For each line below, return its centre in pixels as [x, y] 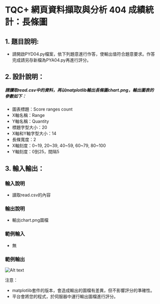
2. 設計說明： [25, 77]
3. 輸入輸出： [25, 168]
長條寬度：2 [24, 140]
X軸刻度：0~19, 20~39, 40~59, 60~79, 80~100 [59, 145]
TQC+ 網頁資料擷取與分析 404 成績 [75, 10]
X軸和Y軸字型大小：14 [34, 133]
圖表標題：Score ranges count [42, 109]
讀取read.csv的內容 [31, 195]
